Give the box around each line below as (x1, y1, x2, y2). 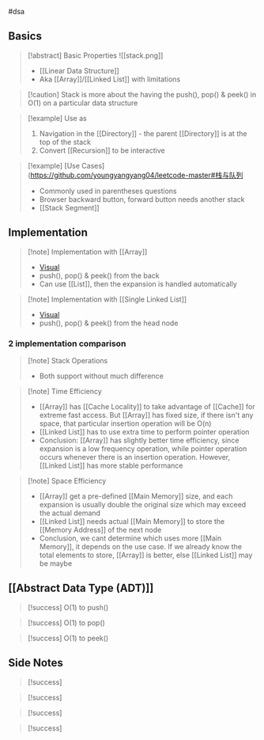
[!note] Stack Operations (27, 355, 108, 365)
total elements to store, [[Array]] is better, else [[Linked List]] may (39, 550, 253, 560)
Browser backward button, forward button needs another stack (39, 194, 245, 204)
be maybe (39, 558, 73, 568)
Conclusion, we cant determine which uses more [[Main (39, 533, 222, 543)
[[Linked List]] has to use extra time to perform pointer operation (39, 427, 250, 436)
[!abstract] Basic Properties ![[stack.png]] (27, 51, 164, 60)
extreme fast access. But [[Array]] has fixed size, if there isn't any (39, 410, 254, 419)
